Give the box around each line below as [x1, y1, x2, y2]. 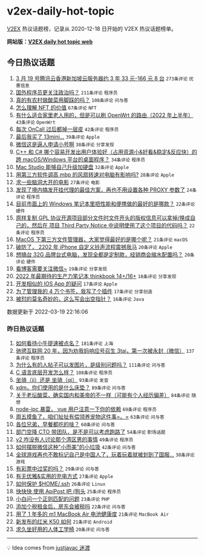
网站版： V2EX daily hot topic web [7, 38, 93, 45]
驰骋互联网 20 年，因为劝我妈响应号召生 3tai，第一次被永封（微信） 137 [15, 347, 194, 355]
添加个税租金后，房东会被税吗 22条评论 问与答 [15, 503, 126, 510]
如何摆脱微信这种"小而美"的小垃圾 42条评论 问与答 [15, 444, 136, 451]
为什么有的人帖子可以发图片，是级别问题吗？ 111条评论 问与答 [15, 361, 166, 369]
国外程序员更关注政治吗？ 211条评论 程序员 [15, 88, 118, 96]
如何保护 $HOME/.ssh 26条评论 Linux [15, 480, 106, 487]
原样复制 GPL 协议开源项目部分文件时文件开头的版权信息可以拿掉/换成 [15, 214, 191, 221]
